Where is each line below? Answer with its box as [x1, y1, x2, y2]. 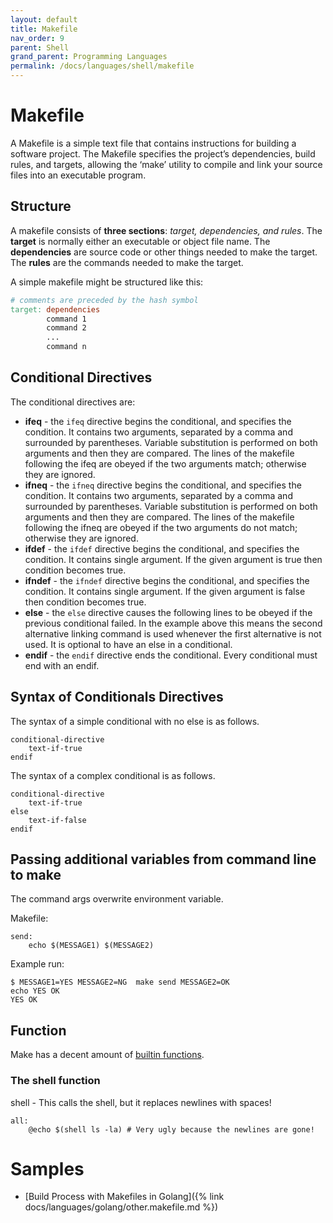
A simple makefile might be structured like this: [10, 276, 204, 288]
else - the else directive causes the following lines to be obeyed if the [24, 606, 313, 618]
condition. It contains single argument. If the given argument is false [24, 585, 306, 597]
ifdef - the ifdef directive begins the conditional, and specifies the [24, 542, 300, 555]
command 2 [46, 323, 87, 333]
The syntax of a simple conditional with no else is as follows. [10, 715, 260, 727]
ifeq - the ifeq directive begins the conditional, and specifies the [24, 415, 292, 427]
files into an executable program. [10, 169, 147, 181]
